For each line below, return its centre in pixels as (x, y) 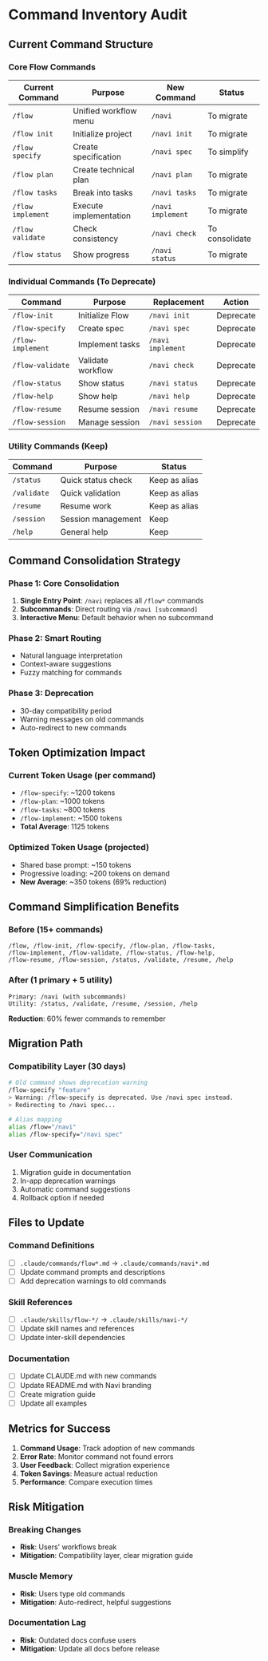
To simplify (228, 152)
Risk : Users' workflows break (68, 1547)
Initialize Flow (104, 315)
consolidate (229, 239)
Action (236, 303)
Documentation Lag (47, 1623)
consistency (96, 239)
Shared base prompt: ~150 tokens (75, 864)
